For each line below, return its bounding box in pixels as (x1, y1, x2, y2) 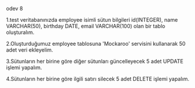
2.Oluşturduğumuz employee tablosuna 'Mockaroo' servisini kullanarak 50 (6, 40, 186, 47)
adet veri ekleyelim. (6, 46, 53, 53)
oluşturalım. (6, 29, 35, 36)
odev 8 (6, 5, 23, 12)
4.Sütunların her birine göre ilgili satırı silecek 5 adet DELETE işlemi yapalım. (6, 76, 190, 82)
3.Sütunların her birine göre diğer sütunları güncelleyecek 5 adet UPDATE (6, 58, 184, 65)
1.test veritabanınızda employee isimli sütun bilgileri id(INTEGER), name (6, 16, 178, 23)
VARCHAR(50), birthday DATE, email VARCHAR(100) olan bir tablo (6, 23, 166, 29)
